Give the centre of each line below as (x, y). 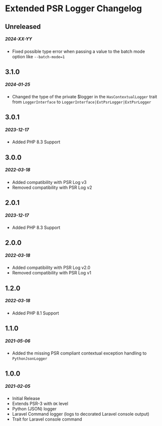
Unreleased (23, 27)
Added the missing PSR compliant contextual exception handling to (79, 353)
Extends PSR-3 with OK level (40, 404)
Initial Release (26, 399)
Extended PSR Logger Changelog (73, 9)
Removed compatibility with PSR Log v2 (52, 187)
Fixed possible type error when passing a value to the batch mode (78, 51)
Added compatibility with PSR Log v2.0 (51, 268)
